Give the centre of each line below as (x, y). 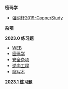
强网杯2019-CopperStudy (37, 18)
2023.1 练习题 (19, 82)
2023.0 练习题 (19, 38)
